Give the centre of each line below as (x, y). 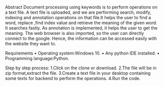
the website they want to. (31, 43)
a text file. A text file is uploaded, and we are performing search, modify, (78, 12)
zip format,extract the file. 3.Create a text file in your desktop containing (78, 73)
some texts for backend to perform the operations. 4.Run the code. (73, 78)
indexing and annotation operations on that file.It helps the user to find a (78, 17)
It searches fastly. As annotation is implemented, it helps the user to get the (82, 28)
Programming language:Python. (37, 58)
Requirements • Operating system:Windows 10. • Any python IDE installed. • (82, 53)
